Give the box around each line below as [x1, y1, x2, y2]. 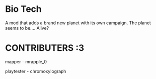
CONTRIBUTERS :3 [5, 42, 84, 54]
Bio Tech [5, 3, 42, 15]
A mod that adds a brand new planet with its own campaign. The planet [5, 20, 151, 26]
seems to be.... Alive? [5, 25, 49, 31]
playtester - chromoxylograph [5, 68, 66, 74]
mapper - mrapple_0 [5, 58, 47, 65]
